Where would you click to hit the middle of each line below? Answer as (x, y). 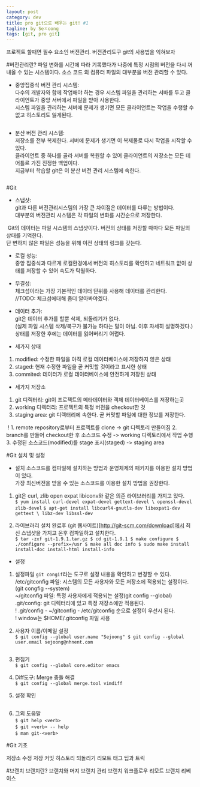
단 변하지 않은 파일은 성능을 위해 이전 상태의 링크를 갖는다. (74, 243)
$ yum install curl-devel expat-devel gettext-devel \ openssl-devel (104, 502)
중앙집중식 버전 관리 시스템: (47, 85)
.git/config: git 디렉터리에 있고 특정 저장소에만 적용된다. (80, 603)
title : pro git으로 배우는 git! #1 (47, 23)
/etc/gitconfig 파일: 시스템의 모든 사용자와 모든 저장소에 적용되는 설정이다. (102, 582)
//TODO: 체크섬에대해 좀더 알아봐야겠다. (62, 298)
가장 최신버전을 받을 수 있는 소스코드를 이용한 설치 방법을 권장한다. (92, 483)
